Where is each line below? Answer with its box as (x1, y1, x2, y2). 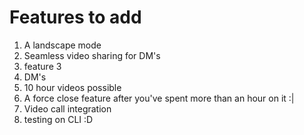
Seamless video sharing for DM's (23, 49, 161, 61)
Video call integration (23, 102, 112, 115)
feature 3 (23, 60, 62, 72)
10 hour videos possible (23, 81, 122, 93)
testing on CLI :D (23, 113, 94, 125)
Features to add (9, 6, 142, 29)
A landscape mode (23, 39, 102, 51)
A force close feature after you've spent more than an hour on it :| (23, 92, 295, 104)
